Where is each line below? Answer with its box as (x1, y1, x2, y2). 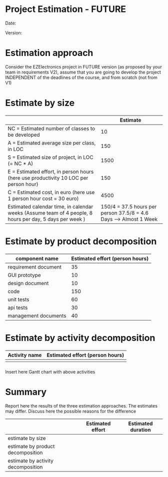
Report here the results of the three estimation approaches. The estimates (5, 403, 157, 409)
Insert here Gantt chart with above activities (5, 369, 95, 375)
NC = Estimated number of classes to (7, 125, 95, 132)
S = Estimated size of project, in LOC (7, 153, 93, 160)
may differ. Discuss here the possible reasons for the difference (5, 408, 136, 414)
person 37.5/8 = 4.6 (100, 209, 149, 216)
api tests (7, 304, 28, 311)
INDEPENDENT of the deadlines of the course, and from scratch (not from (5, 74, 157, 80)
